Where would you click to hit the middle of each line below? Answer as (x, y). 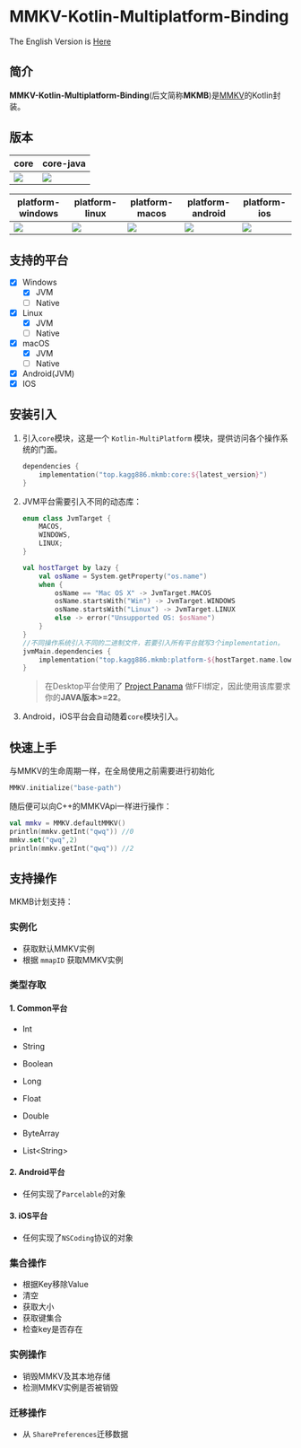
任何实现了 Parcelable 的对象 (74, 1194)
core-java (64, 163)
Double (35, 1116)
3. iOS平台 (29, 1216)
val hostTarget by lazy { (70, 567)
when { (51, 584)
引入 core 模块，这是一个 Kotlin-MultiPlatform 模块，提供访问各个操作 (151, 438)
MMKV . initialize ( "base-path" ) (66, 788)
